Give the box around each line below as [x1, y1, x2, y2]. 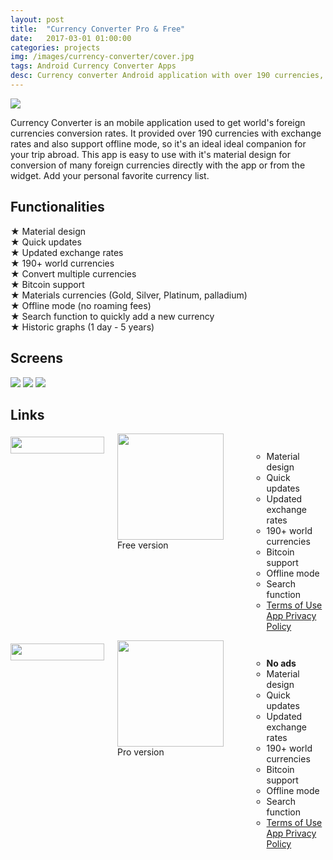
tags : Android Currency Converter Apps [10, 61, 177, 71]
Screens [10, 350, 63, 367]
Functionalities [10, 199, 105, 216]
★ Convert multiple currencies [10, 267, 137, 280]
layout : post [10, 14, 65, 25]
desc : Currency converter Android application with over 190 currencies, [10, 71, 325, 81]
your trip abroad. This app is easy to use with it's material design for [10, 148, 291, 160]
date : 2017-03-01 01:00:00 [10, 33, 132, 43]
